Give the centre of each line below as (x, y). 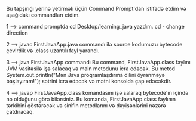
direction (17, 33)
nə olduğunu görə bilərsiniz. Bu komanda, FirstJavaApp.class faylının (91, 99)
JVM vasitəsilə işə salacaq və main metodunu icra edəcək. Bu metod (91, 69)
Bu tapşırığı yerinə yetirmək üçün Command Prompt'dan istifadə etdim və (96, 9)
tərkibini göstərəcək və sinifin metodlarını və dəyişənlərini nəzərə (86, 106)
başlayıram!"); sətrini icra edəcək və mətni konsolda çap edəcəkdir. (89, 81)
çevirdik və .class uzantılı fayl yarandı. (53, 51)
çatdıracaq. (20, 112)
